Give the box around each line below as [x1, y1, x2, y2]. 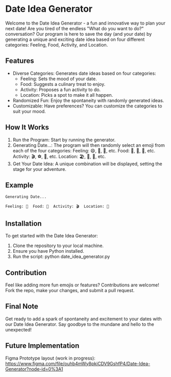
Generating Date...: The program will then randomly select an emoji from [12, 142, 165, 148]
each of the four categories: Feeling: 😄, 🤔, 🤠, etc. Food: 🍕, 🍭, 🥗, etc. [12, 147, 156, 153]
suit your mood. [12, 108, 46, 114]
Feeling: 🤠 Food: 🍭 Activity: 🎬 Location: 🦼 [5, 204, 109, 209]
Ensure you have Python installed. [12, 248, 84, 254]
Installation [5, 219, 42, 228]
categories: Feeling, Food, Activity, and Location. [5, 41, 108, 48]
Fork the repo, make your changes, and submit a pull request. [5, 287, 135, 293]
